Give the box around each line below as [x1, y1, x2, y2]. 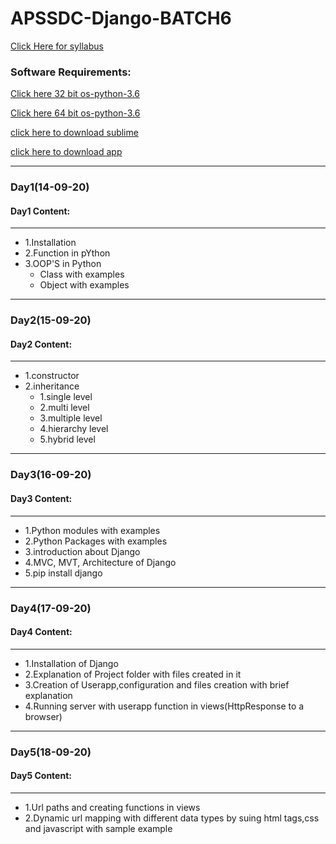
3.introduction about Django [24, 545, 141, 557]
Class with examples [39, 268, 125, 281]
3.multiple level [39, 412, 103, 424]
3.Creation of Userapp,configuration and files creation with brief [24, 678, 290, 691]
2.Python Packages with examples [24, 535, 168, 547]
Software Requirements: [10, 65, 132, 79]
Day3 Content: [10, 493, 73, 504]
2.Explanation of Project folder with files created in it [24, 668, 242, 680]
